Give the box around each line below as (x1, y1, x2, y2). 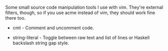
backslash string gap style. (12, 40, 70, 46)
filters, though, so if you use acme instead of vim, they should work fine (5, 10, 155, 16)
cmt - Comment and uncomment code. (12, 25, 94, 31)
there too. (5, 15, 26, 21)
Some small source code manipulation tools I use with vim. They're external (5, 5, 163, 10)
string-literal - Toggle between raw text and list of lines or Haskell (12, 35, 150, 40)
